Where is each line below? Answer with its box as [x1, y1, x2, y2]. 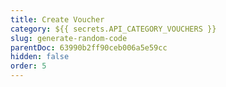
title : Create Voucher [10, 14, 105, 25]
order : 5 [10, 61, 47, 71]
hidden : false [10, 52, 70, 62]
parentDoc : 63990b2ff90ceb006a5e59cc [10, 42, 168, 53]
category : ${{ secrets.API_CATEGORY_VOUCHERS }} [10, 24, 217, 34]
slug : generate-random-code [10, 33, 128, 43]
